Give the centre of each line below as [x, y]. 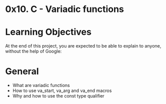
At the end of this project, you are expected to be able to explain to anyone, [83, 46]
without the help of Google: [33, 51]
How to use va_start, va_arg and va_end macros [62, 90]
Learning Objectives [48, 32]
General [22, 71]
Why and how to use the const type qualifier [58, 96]
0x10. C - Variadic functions [65, 9]
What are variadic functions [41, 85]
